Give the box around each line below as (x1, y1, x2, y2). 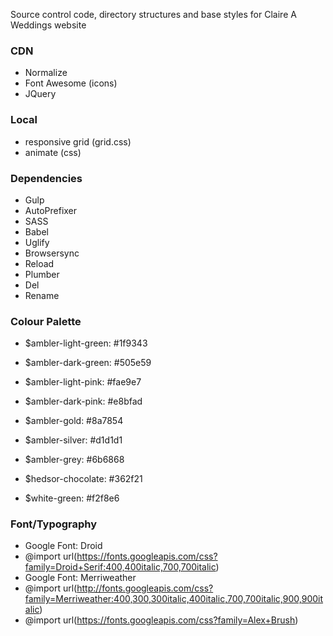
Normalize (24, 67, 68, 79)
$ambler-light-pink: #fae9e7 (24, 376, 142, 388)
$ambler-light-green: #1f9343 (24, 337, 148, 349)
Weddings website (10, 19, 87, 31)
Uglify (24, 236, 50, 248)
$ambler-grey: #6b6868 (24, 454, 125, 466)
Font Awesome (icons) (24, 77, 118, 89)
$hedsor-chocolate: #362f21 (24, 473, 143, 485)
